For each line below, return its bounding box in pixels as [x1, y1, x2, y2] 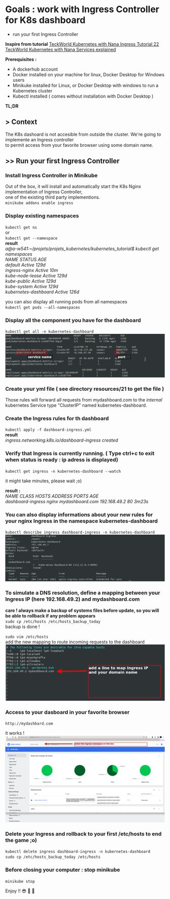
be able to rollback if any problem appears [5, 612, 96, 618]
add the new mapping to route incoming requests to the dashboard [5, 639, 145, 645]
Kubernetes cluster [12, 87, 53, 94]
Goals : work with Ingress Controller [5, 4, 159, 15]
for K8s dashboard [5, 14, 86, 26]
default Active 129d [5, 262, 46, 268]
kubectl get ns [5, 225, 37, 230]
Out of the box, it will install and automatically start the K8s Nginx [5, 183, 142, 190]
